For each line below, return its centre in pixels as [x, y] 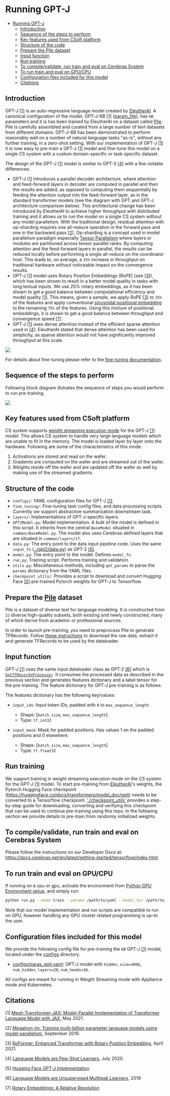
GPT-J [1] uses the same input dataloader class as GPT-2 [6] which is [78, 669]
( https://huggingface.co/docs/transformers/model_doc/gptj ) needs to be [81, 795]
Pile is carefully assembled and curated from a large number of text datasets [85, 127]
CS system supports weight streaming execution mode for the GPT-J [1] [80, 430]
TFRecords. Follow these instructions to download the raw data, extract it [81, 636]
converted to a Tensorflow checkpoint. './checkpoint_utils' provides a [77, 800]
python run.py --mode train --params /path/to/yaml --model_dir [74, 901]
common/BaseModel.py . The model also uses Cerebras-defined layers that [88, 533]
